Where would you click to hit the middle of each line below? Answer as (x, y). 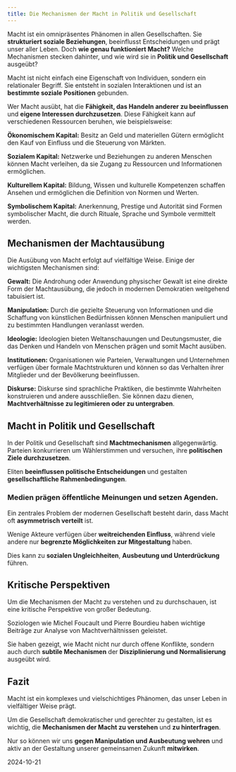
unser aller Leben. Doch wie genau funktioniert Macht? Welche (100, 49)
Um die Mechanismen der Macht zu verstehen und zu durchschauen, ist (112, 602)
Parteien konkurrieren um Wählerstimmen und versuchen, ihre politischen (115, 451)
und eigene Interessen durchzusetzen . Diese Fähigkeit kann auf (101, 114)
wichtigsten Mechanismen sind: (54, 268)
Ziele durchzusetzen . (39, 458)
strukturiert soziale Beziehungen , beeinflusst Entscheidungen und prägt (113, 41)
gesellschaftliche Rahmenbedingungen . (67, 479)
